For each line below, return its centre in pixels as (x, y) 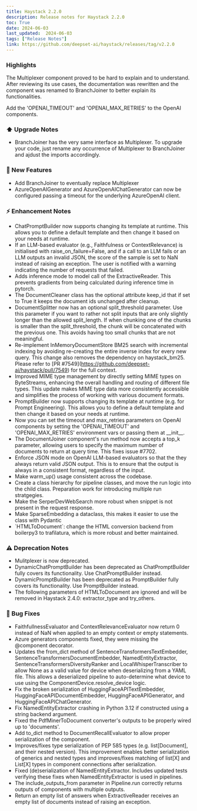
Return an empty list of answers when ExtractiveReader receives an (97, 795)
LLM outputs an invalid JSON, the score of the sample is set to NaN (96, 257)
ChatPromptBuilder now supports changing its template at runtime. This (101, 226)
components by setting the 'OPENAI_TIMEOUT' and (77, 426)
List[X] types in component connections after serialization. (86, 764)
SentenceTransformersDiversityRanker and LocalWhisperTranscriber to (101, 664)
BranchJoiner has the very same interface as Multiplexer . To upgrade (98, 143)
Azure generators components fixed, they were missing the (86, 639)
